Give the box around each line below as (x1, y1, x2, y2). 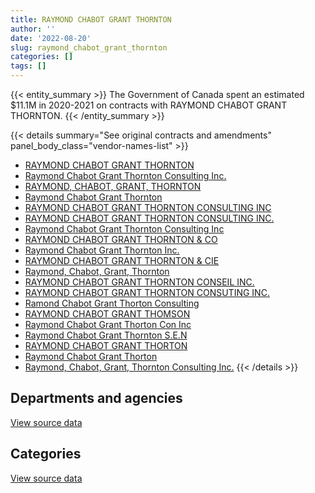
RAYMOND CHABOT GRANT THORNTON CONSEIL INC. (24, 276, 255, 288)
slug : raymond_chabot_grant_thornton (10, 42, 168, 53)
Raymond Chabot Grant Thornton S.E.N (24, 329, 188, 341)
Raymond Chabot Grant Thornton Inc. (24, 244, 180, 256)
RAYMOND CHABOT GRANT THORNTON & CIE (24, 255, 220, 266)
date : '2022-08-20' (10, 33, 92, 43)
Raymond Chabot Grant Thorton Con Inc (24, 319, 192, 330)
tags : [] (10, 61, 47, 71)
